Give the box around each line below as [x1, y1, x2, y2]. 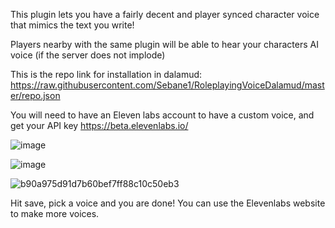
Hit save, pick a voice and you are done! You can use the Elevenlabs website [10, 197, 326, 209]
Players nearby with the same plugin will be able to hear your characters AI [10, 39, 319, 50]
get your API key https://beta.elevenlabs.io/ [10, 120, 189, 131]
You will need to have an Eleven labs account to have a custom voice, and [10, 109, 315, 121]
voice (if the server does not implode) [10, 49, 166, 61]
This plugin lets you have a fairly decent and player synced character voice [10, 9, 320, 20]
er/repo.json [10, 90, 61, 101]
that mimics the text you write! [10, 19, 135, 31]
